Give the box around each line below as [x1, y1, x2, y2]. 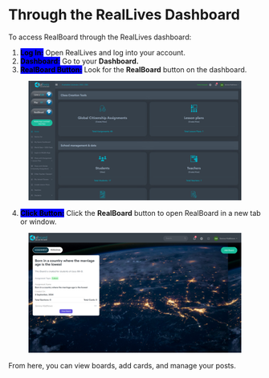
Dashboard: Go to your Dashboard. [19, 56, 139, 66]
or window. [19, 217, 57, 226]
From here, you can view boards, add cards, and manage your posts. [8, 360, 237, 370]
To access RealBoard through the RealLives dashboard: [8, 32, 192, 42]
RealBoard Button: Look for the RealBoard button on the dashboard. [19, 64, 247, 74]
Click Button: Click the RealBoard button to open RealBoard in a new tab [19, 209, 261, 218]
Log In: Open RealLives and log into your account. [19, 47, 186, 57]
